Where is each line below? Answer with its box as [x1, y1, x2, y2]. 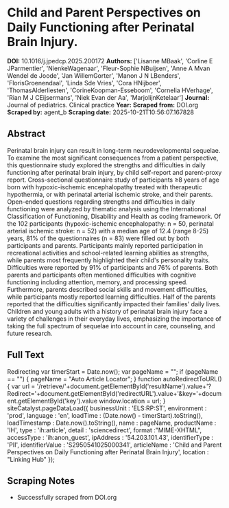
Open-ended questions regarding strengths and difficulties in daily [7, 198, 195, 206]
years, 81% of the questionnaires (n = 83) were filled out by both [7, 234, 190, 242]
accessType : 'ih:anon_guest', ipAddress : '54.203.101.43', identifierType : [7, 433, 214, 441]
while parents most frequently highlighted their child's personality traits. [7, 256, 210, 264]
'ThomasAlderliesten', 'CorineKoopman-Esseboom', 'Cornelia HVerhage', [7, 86, 214, 94]
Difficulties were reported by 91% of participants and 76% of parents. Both [7, 263, 218, 271]
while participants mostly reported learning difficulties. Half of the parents [7, 293, 216, 301]
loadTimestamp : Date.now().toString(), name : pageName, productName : [7, 419, 217, 427]
